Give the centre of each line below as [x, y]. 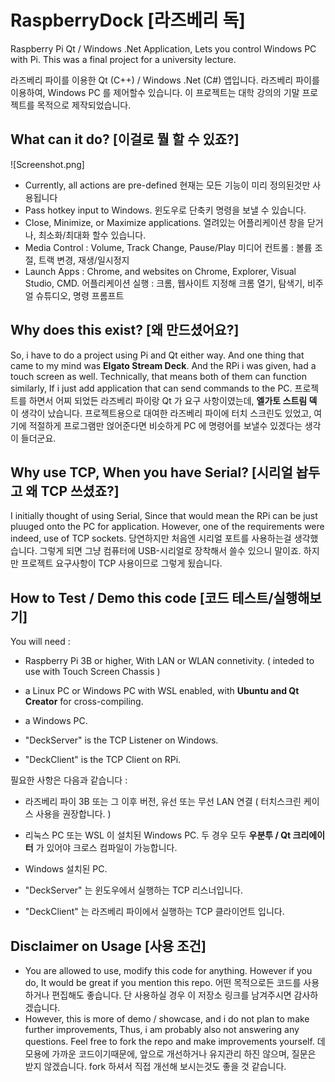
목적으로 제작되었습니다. [84, 105]
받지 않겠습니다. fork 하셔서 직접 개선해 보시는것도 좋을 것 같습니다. [155, 1066]
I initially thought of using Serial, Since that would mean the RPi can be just [164, 516]
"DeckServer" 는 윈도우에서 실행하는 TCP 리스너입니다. [134, 890]
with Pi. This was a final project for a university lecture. [123, 59]
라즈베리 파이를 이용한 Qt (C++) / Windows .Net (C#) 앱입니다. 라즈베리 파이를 [165, 80]
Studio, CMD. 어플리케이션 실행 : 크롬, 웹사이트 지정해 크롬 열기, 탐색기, [165, 283]
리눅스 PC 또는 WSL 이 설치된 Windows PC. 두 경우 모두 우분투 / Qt [158, 835]
